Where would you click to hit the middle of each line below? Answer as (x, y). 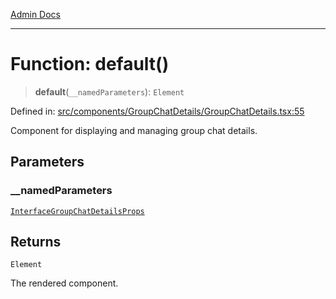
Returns (36, 242)
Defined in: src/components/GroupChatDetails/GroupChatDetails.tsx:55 (157, 111)
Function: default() (90, 64)
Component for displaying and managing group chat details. (134, 130)
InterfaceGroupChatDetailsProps (77, 211)
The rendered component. (64, 283)
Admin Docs (35, 14)
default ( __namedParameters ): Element (109, 91)
